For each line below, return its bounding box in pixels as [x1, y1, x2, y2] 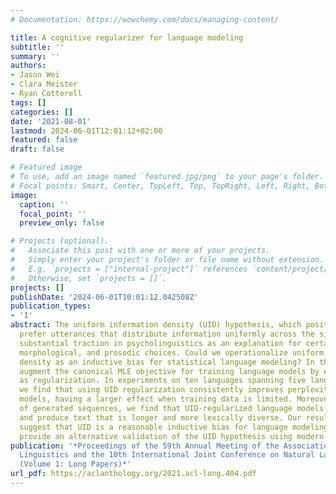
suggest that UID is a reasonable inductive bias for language [19, 422, 288, 432]
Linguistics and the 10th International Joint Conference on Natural [19, 450, 315, 460]
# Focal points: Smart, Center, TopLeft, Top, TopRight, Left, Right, [10, 181, 311, 191]
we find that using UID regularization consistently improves [19, 385, 284, 395]
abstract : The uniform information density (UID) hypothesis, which [10, 320, 302, 330]
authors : [10, 61, 47, 71]
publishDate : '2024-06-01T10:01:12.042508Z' [10, 292, 199, 302]
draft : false [10, 144, 65, 155]
